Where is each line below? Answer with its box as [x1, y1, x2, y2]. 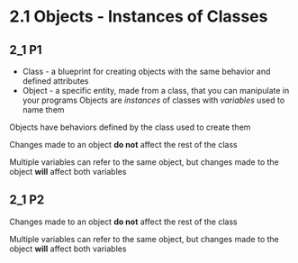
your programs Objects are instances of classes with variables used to [22, 95, 285, 105]
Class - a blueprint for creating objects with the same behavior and [22, 66, 271, 77]
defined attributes [22, 76, 89, 86]
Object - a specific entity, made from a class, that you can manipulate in [22, 86, 290, 95]
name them [22, 104, 65, 114]
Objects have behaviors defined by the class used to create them [9, 122, 251, 132]
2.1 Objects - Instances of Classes [9, 6, 268, 27]
